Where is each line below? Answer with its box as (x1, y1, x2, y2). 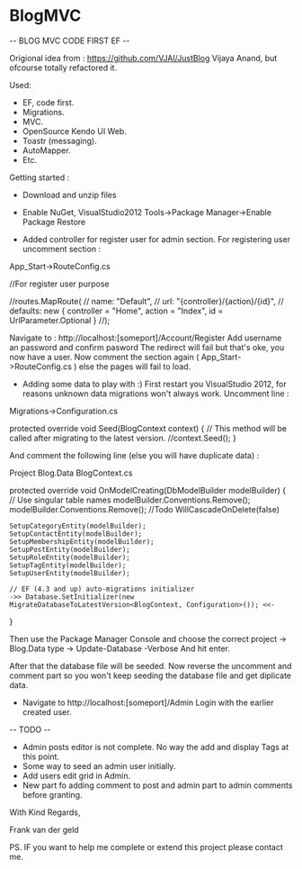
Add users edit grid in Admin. (22, 770, 131, 781)
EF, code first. (22, 96, 75, 108)
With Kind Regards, (9, 807, 81, 818)
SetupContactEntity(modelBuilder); (9, 529, 143, 539)
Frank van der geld (9, 824, 79, 835)
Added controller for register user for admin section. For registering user (22, 233, 290, 244)
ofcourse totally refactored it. (9, 62, 118, 73)
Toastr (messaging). (22, 135, 97, 146)
